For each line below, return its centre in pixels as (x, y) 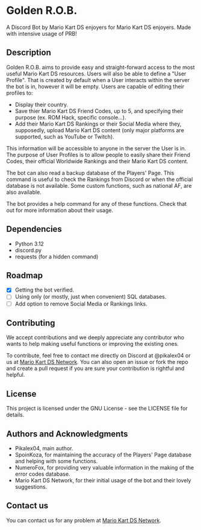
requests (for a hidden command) (57, 257)
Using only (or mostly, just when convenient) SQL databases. (91, 297)
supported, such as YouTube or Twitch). (64, 136)
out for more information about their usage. (60, 210)
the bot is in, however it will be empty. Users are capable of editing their (95, 86)
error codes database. (42, 474)
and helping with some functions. (56, 461)
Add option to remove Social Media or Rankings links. (81, 304)
